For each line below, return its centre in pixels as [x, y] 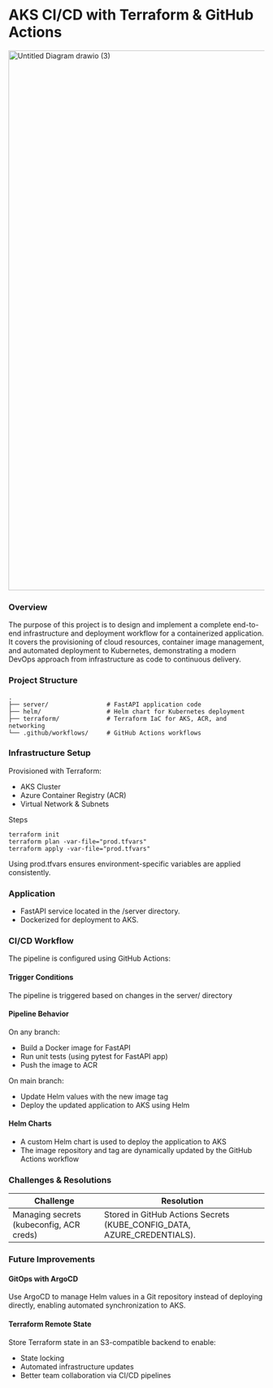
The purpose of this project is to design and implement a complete [120, 625]
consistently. [30, 872]
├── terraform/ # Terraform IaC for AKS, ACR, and [118, 718]
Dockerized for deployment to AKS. [79, 920]
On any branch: [34, 1032]
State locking [42, 1358]
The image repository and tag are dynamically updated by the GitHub [136, 1151]
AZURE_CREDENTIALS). [150, 1235]
